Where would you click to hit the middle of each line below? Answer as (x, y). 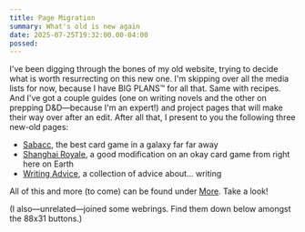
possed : (24, 43)
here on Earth (48, 164)
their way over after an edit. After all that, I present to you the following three (152, 117)
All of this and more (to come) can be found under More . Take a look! (139, 191)
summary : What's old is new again (75, 26)
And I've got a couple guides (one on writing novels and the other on (138, 98)
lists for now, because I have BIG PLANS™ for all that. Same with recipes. (145, 88)
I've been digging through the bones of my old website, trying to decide (144, 69)
